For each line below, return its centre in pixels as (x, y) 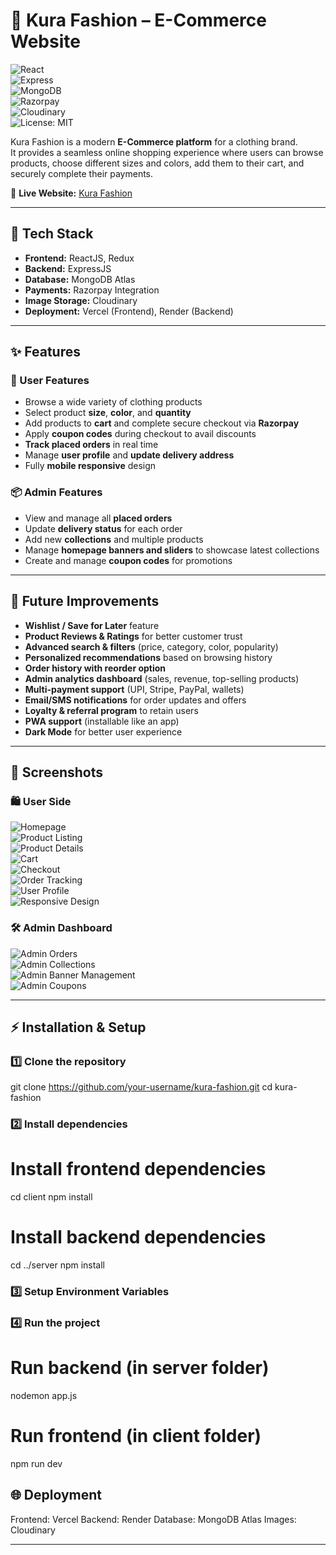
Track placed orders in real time (91, 445)
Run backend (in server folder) (140, 1368)
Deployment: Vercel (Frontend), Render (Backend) (129, 311)
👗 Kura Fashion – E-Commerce (138, 20)
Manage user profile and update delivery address (129, 455)
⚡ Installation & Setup (78, 1027)
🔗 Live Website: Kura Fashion (71, 193)
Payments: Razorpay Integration (92, 290)
